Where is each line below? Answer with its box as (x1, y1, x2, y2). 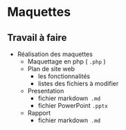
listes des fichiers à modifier (37, 80, 119, 87)
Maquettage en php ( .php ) (27, 57, 106, 66)
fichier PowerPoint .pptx (37, 102, 109, 109)
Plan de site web (27, 65, 75, 73)
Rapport (27, 109, 51, 117)
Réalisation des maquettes (17, 50, 93, 58)
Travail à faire (7, 32, 67, 44)
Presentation (27, 87, 64, 95)
